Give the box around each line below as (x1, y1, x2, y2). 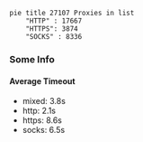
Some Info (9, 52, 56, 65)
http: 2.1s (22, 105, 57, 117)
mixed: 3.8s (22, 96, 66, 107)
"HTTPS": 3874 (25, 24, 78, 33)
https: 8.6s (22, 115, 63, 126)
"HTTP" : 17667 (25, 16, 83, 25)
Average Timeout (9, 75, 76, 86)
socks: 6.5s (22, 125, 66, 136)
